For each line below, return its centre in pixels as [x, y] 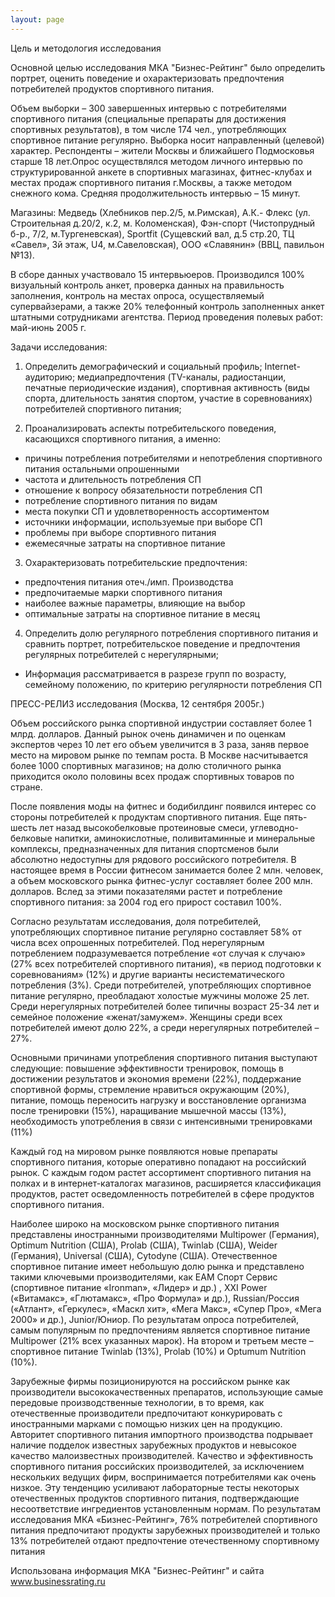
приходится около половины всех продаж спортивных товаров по [152, 776]
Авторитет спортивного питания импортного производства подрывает [161, 1434]
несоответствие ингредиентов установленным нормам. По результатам [166, 1508]
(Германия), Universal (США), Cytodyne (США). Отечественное [144, 1255]
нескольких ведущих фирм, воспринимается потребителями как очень [163, 1477]
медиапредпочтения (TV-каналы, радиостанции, [182, 377]
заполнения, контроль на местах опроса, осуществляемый [137, 295]
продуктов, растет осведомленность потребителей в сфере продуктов [162, 1193]
